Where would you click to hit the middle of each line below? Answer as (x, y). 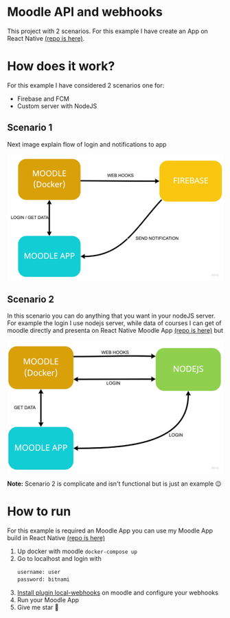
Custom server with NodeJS (57, 106)
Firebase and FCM (43, 99)
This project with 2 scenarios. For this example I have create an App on (107, 31)
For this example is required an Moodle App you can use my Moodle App (110, 531)
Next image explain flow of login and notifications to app (87, 144)
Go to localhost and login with (59, 558)
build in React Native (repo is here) (56, 537)
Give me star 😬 (38, 607)
